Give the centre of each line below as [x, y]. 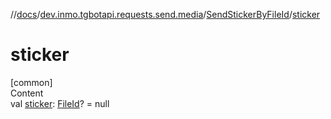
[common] [31, 82]
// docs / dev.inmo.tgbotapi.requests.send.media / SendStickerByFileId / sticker [165, 14]
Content [27, 93]
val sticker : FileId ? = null [60, 103]
